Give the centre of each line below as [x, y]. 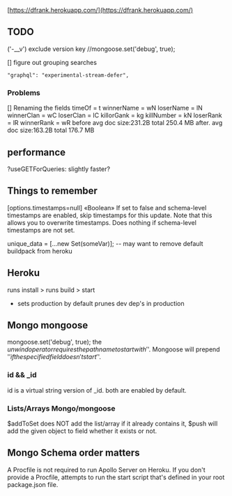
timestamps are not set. [41, 230]
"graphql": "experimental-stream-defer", [68, 75]
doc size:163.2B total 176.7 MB [51, 130]
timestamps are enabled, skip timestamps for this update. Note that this [110, 215]
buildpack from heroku [40, 251]
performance [37, 152]
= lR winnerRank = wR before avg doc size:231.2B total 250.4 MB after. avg [115, 123]
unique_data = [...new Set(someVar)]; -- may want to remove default [105, 243]
